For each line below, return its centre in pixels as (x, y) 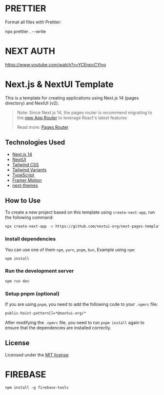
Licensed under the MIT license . (37, 355)
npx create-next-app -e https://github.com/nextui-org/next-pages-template (84, 227)
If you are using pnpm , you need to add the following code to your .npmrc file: (82, 304)
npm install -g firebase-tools (37, 387)
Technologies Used (35, 143)
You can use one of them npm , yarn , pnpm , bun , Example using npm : (70, 250)
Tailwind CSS (25, 164)
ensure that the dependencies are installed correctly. (58, 328)
